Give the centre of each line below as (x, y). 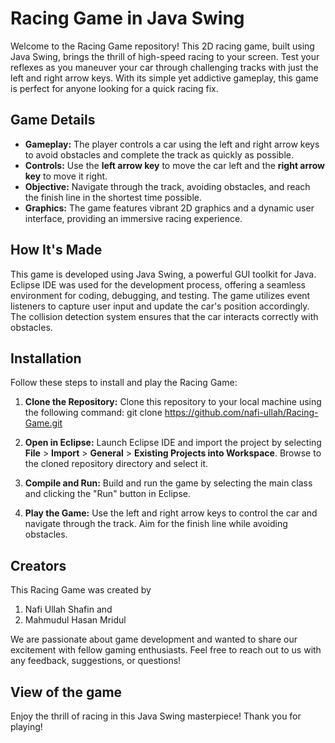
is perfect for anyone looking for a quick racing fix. (114, 88)
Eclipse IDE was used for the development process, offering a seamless (158, 284)
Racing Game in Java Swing (127, 18)
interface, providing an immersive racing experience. (133, 218)
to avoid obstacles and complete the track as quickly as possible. (159, 154)
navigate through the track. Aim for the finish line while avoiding (156, 524)
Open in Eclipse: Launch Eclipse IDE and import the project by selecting (173, 443)
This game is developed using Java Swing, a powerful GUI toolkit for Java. (163, 274)
